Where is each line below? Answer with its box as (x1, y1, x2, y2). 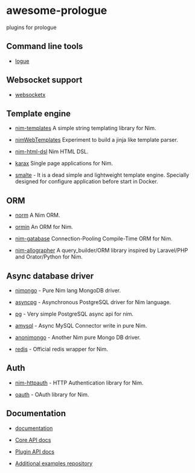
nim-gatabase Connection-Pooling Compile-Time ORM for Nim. (14, 235, 173, 242)
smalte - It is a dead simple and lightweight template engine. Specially (14, 171, 190, 179)
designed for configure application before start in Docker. (14, 178, 158, 185)
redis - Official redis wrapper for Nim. (14, 346, 109, 352)
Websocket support (6, 75, 83, 85)
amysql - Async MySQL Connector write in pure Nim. (14, 322, 147, 329)
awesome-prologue (6, 4, 107, 18)
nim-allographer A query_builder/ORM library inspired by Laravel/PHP (14, 246, 188, 254)
